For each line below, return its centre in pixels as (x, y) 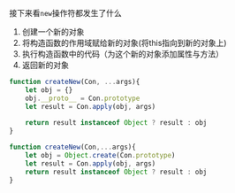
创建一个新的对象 (53, 32)
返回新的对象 (45, 65)
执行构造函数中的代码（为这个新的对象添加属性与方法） (122, 54)
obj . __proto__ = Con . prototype (83, 98)
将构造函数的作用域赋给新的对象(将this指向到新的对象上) (124, 43)
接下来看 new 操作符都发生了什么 (65, 13)
